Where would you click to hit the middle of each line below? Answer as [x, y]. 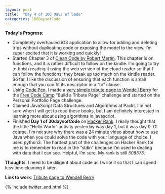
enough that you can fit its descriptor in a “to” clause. [66, 85]
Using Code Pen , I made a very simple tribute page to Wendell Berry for [85, 90]
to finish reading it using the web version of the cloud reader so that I [82, 69]
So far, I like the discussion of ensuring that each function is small [79, 79]
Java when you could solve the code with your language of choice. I [82, 137]
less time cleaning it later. [31, 168]
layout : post [19, 10]
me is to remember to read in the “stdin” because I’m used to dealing [82, 148]
